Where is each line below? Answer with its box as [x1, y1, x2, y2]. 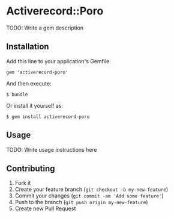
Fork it [14, 179, 31, 187]
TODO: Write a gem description [6, 24, 84, 31]
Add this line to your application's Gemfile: [6, 57, 111, 64]
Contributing [6, 163, 55, 173]
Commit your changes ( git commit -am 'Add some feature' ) [14, 192, 164, 199]
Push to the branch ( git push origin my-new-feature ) [14, 199, 148, 206]
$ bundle [6, 92, 28, 98]
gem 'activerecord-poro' [6, 69, 68, 75]
